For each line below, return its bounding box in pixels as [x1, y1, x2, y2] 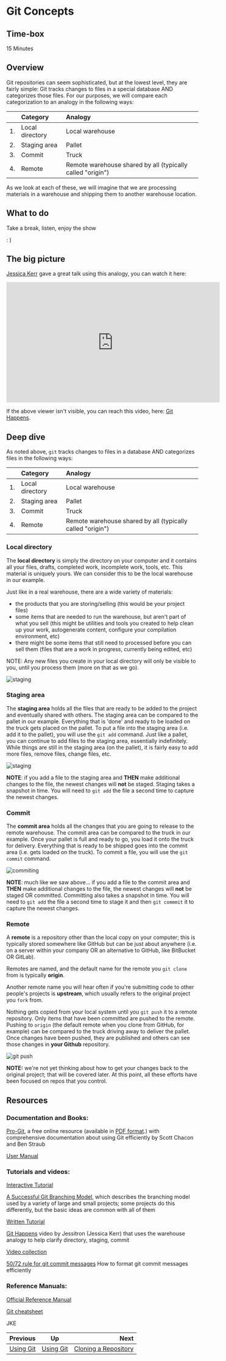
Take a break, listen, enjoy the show [6, 224, 96, 232]
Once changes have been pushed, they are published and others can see [6, 1035, 191, 1042]
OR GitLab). [6, 953, 35, 961]
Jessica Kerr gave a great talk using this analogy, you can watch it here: [6, 270, 187, 278]
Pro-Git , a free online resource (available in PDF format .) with [6, 1127, 160, 1135]
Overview [6, 62, 44, 73]
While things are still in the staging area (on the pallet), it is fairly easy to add [6, 743, 199, 751]
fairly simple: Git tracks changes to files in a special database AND [6, 85, 174, 92]
